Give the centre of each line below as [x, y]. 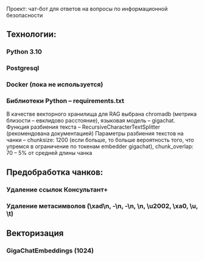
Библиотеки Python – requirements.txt [65, 101]
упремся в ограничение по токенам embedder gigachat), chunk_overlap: [100, 146]
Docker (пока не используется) [55, 85]
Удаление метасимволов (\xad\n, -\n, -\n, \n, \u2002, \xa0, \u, [102, 206]
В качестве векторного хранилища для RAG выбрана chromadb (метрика [101, 114]
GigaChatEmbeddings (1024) [50, 251]
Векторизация [35, 233]
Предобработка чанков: [55, 172]
